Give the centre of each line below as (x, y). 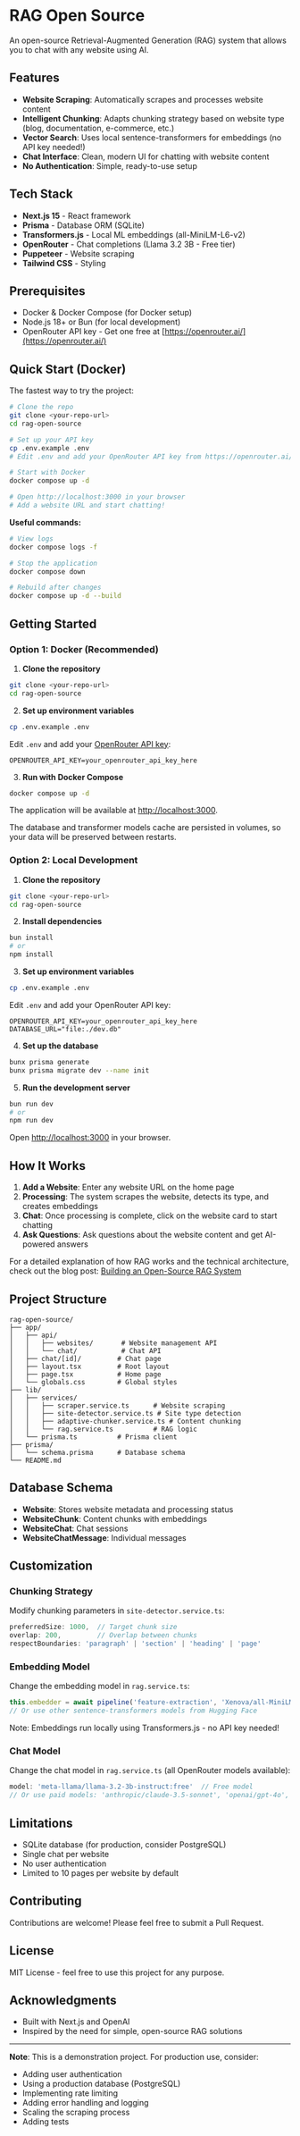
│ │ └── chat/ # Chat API (86, 1350)
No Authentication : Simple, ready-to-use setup (110, 165)
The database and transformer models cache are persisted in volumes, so (145, 828)
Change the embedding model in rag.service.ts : (100, 1686)
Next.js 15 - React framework (76, 215)
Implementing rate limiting (70, 2093)
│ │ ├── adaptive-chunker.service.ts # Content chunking (125, 1421)
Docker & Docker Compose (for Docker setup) (107, 313)
